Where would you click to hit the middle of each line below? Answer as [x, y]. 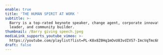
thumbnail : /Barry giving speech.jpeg [44, 32]
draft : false [18, 45]
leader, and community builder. [42, 27]
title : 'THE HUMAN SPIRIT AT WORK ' [42, 14]
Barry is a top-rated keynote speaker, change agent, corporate [76, 23]
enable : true [18, 9]
